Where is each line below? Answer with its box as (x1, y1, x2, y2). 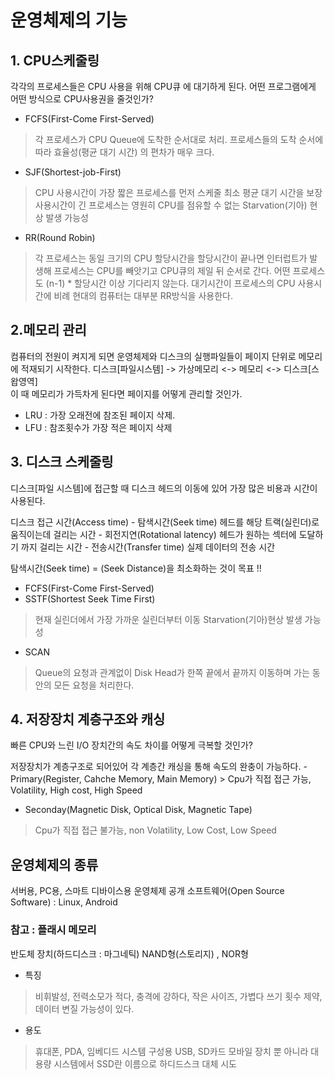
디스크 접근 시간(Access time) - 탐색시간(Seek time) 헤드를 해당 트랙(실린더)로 (10, 516, 320, 528)
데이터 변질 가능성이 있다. (34, 1002, 135, 1015)
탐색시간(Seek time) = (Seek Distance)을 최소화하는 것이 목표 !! (10, 562, 262, 574)
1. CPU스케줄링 (10, 52, 100, 69)
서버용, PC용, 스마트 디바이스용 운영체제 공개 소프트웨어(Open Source (10, 885, 285, 897)
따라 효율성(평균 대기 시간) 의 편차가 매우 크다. (34, 146, 215, 158)
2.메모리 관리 (10, 322, 87, 339)
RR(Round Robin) (24, 232, 96, 243)
